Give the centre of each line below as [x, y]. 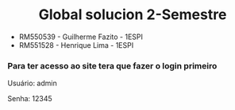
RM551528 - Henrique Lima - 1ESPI [76, 45]
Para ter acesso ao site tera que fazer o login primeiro [112, 65]
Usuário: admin [32, 83]
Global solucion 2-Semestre [133, 15]
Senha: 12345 [30, 99]
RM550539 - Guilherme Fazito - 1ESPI [81, 37]
